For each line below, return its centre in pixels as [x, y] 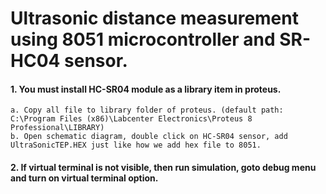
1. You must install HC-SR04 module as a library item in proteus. [146, 89]
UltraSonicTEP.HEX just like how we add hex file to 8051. [136, 145]
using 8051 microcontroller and [143, 39]
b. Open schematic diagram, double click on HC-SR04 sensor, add [149, 137]
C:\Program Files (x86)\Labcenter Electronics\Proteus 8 [131, 119]
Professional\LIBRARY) [57, 128]
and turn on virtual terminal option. [84, 178]
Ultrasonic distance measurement [154, 18]
